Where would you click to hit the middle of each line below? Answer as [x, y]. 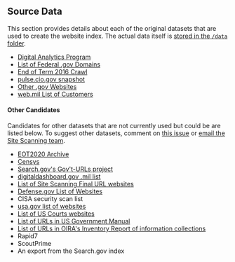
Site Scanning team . [36, 141]
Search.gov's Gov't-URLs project [65, 169]
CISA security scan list [50, 199]
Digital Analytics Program [54, 57]
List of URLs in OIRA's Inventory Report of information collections [112, 229]
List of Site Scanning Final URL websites [76, 184]
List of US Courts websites [56, 214]
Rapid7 [28, 236]
